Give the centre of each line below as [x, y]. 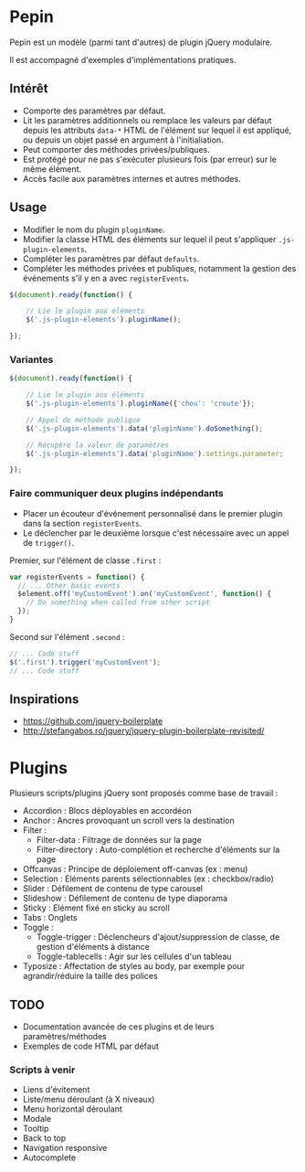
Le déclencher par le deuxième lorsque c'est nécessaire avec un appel [156, 533]
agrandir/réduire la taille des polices [90, 976]
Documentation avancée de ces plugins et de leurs [118, 1027]
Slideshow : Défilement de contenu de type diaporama [125, 899]
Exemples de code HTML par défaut [91, 1046]
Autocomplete [49, 1157]
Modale [37, 1119]
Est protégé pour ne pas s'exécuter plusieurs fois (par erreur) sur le [149, 159]
